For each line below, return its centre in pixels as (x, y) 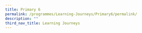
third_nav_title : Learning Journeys (43, 23)
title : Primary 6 (23, 9)
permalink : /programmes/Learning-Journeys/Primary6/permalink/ (71, 14)
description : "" (22, 18)
